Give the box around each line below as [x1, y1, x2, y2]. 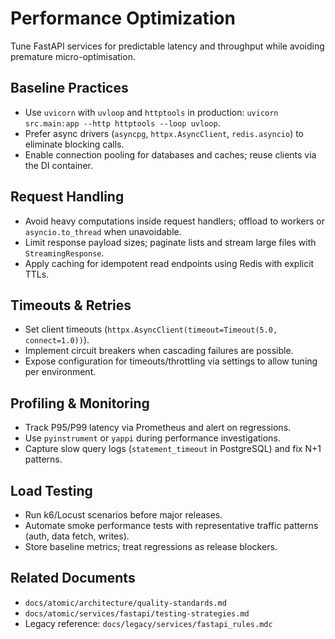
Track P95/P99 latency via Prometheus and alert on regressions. [24, 422, 292, 434]
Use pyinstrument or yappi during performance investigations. [24, 432, 281, 444]
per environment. [24, 366, 97, 378]
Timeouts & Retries [10, 297, 132, 314]
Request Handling [10, 188, 125, 206]
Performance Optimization [10, 7, 236, 30]
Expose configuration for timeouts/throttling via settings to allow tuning [24, 355, 318, 367]
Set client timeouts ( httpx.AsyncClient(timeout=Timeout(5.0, [24, 323, 278, 336]
